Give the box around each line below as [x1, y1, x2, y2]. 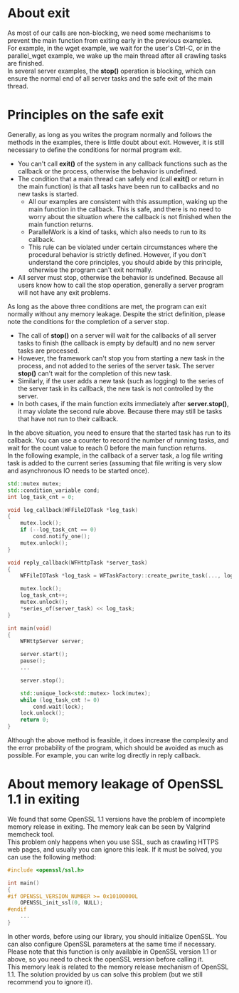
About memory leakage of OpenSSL [7, 776, 224, 792]
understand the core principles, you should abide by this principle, [28, 258, 223, 266]
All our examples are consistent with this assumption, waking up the [28, 197, 228, 206]
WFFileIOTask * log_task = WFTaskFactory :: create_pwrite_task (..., [20, 573, 221, 580]
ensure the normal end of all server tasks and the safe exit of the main [7, 74, 213, 83]
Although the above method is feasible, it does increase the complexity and [7, 736, 229, 744]
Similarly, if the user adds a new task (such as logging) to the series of [17, 376, 224, 385]
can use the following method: [7, 852, 96, 861]
